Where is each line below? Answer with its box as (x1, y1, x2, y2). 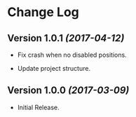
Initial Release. (17, 103, 60, 111)
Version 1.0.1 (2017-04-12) (7, 32, 125, 44)
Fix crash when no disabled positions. (17, 50, 128, 59)
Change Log (7, 4, 79, 20)
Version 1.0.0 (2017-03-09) (7, 85, 130, 97)
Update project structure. (17, 64, 91, 72)
